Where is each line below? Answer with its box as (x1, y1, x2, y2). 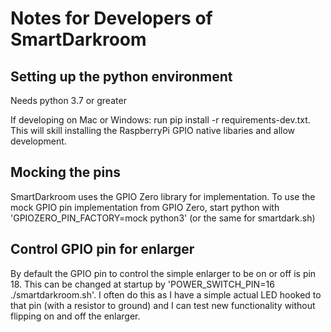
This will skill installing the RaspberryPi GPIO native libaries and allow (10, 125, 296, 136)
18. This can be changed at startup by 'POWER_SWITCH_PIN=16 (10, 278, 275, 290)
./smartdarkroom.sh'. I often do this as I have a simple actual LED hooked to (10, 288, 322, 301)
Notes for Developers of (10, 7, 213, 30)
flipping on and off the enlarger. (10, 310, 141, 322)
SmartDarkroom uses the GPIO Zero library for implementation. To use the (10, 190, 316, 202)
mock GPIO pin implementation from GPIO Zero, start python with (10, 201, 280, 213)
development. (10, 135, 67, 147)
